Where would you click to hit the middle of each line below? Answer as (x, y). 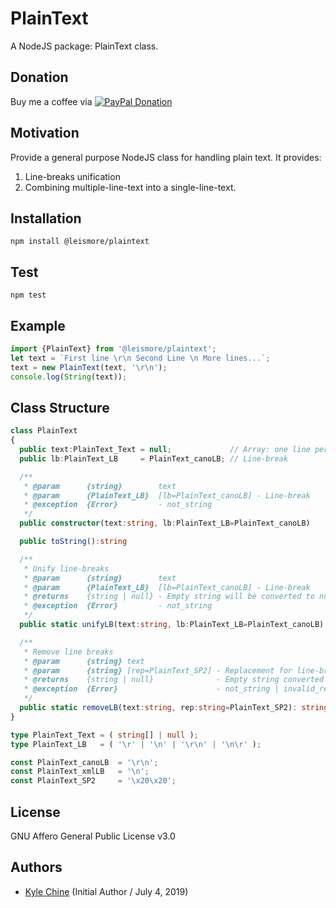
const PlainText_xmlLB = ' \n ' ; (80, 772)
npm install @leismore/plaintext (80, 242)
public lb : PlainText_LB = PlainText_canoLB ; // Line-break (153, 458)
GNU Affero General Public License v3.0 (93, 836)
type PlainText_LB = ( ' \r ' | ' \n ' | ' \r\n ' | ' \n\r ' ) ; (136, 744)
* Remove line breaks (68, 652)
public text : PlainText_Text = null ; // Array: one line (165, 450)
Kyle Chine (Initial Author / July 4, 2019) (106, 891)
